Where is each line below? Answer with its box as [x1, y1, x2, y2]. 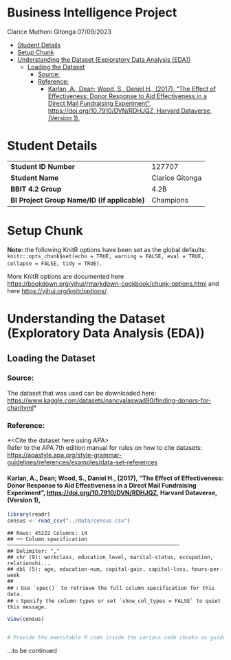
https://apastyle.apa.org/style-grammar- [7, 451, 122, 459]
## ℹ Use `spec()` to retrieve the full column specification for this [7, 584, 215, 591]
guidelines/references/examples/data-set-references [7, 458, 158, 466]
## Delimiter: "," [7, 547, 60, 554]
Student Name [10, 173, 59, 183]
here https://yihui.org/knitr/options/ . [7, 286, 109, 295]
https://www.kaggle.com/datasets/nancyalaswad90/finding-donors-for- [7, 396, 212, 405]
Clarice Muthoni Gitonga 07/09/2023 [7, 27, 112, 36]
